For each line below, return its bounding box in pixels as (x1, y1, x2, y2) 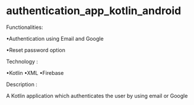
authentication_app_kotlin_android (6, 4, 182, 18)
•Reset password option (6, 46, 66, 54)
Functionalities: (6, 24, 43, 31)
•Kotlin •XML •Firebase (6, 69, 64, 76)
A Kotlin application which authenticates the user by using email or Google (6, 92, 188, 99)
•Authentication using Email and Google (6, 35, 104, 42)
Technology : (6, 58, 39, 65)
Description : (6, 81, 37, 88)
